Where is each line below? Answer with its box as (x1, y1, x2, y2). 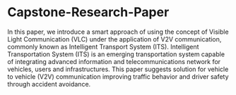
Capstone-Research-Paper (7, 4, 170, 20)
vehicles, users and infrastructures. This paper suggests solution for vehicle (7, 65, 229, 73)
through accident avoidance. (7, 80, 91, 88)
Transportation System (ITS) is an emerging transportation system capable (7, 50, 225, 58)
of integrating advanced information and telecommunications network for (7, 57, 221, 65)
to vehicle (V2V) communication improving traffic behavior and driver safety (7, 72, 229, 81)
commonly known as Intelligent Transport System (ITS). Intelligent (7, 42, 199, 51)
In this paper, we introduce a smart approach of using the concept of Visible (7, 27, 229, 36)
